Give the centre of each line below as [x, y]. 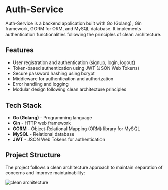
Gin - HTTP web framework [42, 123]
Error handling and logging [40, 84]
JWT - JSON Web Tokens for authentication [59, 139]
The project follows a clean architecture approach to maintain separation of [84, 167]
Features [20, 50]
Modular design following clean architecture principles [70, 89]
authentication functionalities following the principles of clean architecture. [83, 34]
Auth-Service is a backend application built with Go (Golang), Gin [73, 23]
